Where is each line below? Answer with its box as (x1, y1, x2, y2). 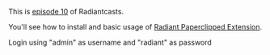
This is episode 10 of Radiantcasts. (8, 7, 124, 16)
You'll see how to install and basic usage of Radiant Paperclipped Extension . (8, 22, 263, 31)
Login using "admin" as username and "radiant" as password (8, 37, 212, 47)
